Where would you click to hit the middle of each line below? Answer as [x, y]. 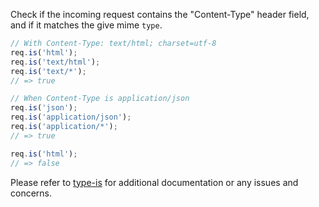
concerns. [31, 193]
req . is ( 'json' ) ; [44, 108]
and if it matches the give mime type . [86, 25]
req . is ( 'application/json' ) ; [71, 117]
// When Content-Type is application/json [100, 99]
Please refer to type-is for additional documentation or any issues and [154, 182]
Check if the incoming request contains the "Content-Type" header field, [160, 14]
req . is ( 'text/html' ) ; [55, 62]
